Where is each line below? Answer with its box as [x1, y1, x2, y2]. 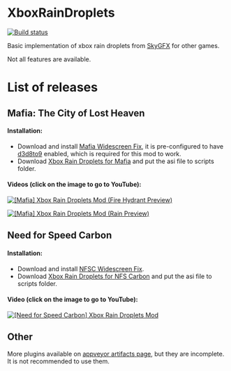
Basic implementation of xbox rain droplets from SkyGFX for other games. [7, 41, 220, 50]
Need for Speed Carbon [7, 229, 112, 241]
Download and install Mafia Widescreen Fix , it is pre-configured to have [17, 142, 224, 151]
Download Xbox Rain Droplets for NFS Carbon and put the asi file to [17, 272, 213, 280]
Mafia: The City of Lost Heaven [7, 107, 145, 119]
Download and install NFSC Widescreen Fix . [17, 264, 144, 273]
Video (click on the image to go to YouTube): [7, 295, 138, 304]
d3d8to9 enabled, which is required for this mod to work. [17, 149, 181, 158]
